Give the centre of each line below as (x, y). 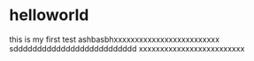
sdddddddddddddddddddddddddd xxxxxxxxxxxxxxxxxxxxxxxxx (127, 48)
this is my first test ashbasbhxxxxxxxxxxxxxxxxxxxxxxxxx (114, 39)
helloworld (49, 15)
